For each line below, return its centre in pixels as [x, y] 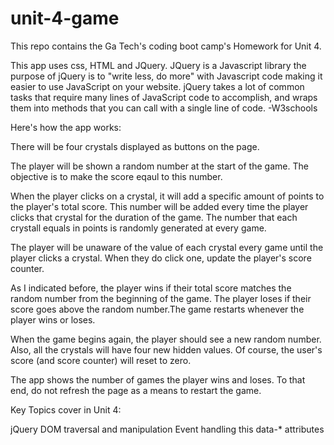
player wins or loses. [53, 319]
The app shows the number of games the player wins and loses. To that [158, 379]
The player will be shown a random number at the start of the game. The [159, 166]
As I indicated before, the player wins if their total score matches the [151, 288]
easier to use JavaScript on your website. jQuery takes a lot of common [157, 86]
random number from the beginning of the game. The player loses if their [161, 298]
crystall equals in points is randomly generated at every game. [138, 228]
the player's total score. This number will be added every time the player [159, 206]
